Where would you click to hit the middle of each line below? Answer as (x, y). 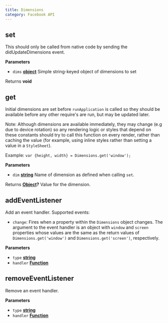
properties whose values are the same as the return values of (76, 232)
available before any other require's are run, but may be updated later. (77, 115)
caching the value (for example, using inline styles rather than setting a (78, 140)
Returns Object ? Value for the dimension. (48, 185)
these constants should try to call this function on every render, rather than (83, 135)
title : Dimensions (24, 10)
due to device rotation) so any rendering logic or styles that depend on (78, 130)
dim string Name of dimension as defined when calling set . (73, 175)
